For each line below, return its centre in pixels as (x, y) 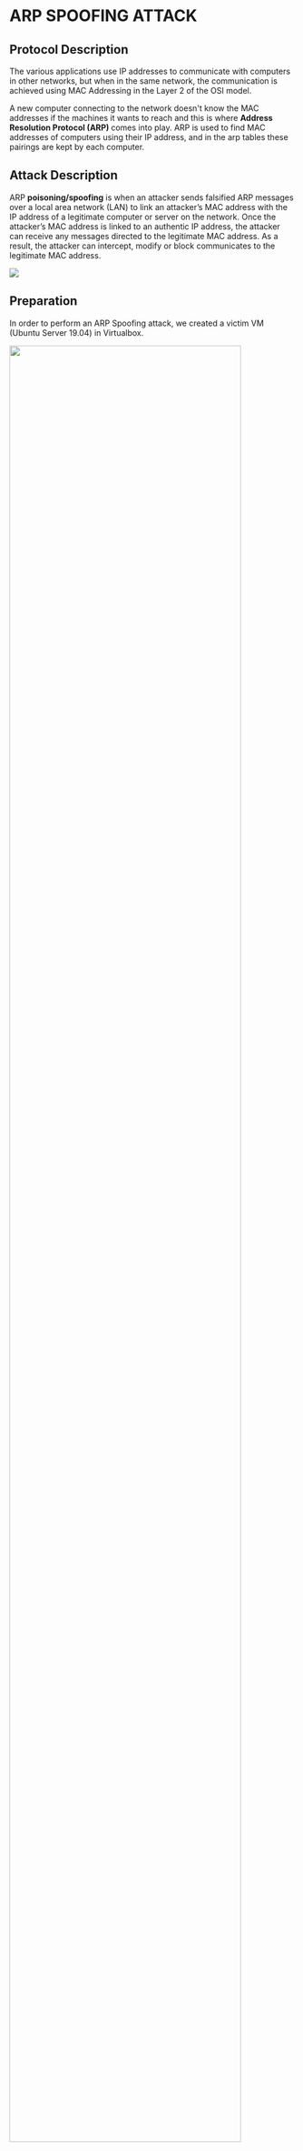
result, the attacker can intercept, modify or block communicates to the (142, 246)
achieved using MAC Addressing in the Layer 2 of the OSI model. (131, 91)
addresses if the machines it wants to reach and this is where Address (142, 118)
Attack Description (64, 175)
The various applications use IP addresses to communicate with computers (150, 71)
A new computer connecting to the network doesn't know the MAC (135, 108)
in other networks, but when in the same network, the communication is (144, 81)
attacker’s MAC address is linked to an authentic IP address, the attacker (145, 226)
